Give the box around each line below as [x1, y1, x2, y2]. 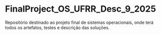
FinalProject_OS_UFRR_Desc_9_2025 [5, 3, 156, 15]
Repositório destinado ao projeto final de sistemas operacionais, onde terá [5, 19, 154, 25]
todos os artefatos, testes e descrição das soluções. [5, 24, 110, 30]
